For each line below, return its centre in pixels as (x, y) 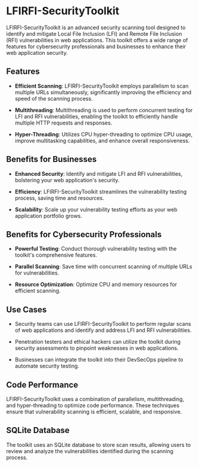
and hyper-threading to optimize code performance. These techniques (93, 405)
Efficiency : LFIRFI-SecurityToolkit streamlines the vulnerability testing (101, 191)
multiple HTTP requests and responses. (63, 123)
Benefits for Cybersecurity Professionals (84, 234)
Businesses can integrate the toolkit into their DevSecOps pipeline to (99, 360)
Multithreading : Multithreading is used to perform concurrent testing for (104, 110)
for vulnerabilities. (37, 273)
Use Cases (27, 309)
